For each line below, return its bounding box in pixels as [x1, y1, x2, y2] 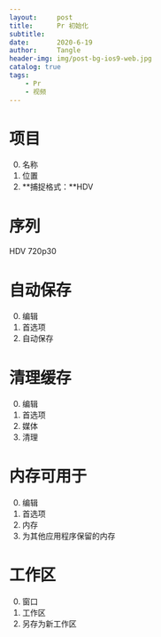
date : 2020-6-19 [9, 37, 93, 47]
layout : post [9, 12, 73, 22]
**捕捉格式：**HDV [21, 181, 94, 192]
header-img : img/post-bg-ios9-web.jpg [9, 54, 152, 63]
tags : [9, 71, 29, 80]
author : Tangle [9, 46, 81, 55]
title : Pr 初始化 [9, 21, 89, 30]
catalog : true [9, 63, 62, 72]
